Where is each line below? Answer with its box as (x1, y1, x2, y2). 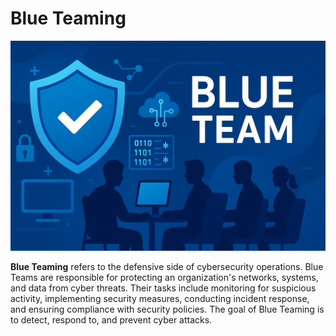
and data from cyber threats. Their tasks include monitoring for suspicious (10, 282, 317, 294)
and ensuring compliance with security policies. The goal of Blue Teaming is (10, 303, 325, 315)
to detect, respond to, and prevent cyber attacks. (10, 313, 213, 326)
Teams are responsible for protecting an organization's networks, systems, (10, 271, 319, 283)
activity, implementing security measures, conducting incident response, (10, 292, 310, 304)
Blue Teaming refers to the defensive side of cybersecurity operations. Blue (10, 260, 324, 272)
